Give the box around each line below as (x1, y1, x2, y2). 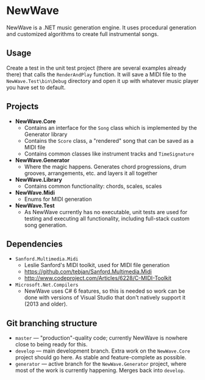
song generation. (24, 221, 68, 229)
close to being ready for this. (15, 341, 88, 348)
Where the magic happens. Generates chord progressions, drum (24, 163, 187, 170)
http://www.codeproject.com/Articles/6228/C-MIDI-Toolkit (24, 274, 172, 282)
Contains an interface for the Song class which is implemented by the (24, 124, 197, 131)
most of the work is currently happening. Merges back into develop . (15, 367, 185, 374)
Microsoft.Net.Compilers (15, 282, 79, 289)
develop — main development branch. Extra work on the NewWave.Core (15, 347, 190, 354)
